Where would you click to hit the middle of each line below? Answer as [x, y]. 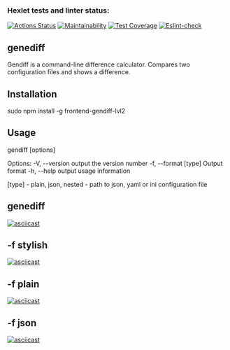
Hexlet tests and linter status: [58, 10]
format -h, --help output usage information [69, 171]
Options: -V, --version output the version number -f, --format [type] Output [115, 163]
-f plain [23, 284]
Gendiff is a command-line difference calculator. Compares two [99, 64]
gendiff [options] [31, 150]
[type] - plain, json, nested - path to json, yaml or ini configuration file [107, 184]
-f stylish [27, 245]
